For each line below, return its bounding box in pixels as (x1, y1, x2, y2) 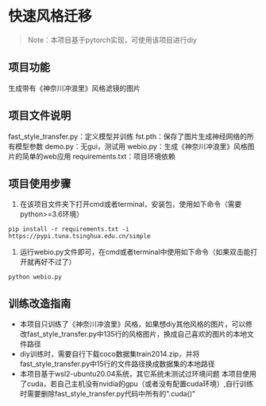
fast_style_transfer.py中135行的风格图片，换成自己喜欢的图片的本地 (26, 330, 248, 339)
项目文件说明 (8, 109, 71, 123)
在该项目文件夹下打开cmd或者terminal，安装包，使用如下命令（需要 (19, 200, 242, 209)
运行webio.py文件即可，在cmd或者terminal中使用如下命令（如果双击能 (19, 248, 251, 257)
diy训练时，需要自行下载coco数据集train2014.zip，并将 (19, 349, 200, 359)
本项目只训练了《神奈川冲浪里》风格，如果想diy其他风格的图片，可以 (19, 319, 246, 329)
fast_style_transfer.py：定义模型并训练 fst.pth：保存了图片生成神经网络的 (8, 131, 248, 141)
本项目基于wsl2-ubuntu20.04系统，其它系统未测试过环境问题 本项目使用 (19, 369, 256, 379)
